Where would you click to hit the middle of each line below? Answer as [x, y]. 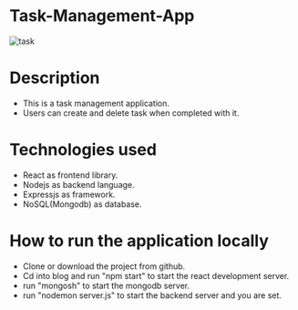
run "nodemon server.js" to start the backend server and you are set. [152, 295]
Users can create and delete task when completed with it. [131, 113]
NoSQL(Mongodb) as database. [82, 204]
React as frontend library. [70, 175]
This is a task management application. [96, 103]
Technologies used [83, 150]
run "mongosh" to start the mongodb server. [106, 285]
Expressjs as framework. [69, 194]
